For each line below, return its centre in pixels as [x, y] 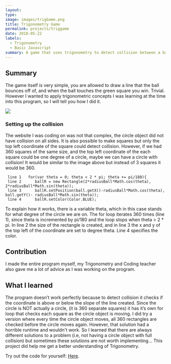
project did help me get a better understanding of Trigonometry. [72, 346]
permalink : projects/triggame [37, 29]
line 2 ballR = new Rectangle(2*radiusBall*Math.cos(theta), [79, 181]
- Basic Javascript [31, 48]
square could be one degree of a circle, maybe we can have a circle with [81, 157]
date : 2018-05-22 [24, 34]
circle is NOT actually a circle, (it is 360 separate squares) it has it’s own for [84, 309]
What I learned [29, 285]
